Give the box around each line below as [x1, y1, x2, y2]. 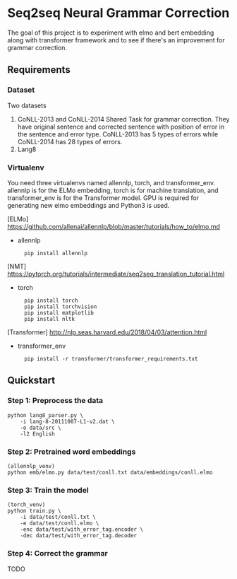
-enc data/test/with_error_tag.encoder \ [20, 526, 143, 533]
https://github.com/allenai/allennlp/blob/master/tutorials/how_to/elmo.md [7, 222, 221, 230]
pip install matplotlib [24, 309, 94, 316]
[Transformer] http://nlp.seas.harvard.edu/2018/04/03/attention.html [7, 327, 207, 337]
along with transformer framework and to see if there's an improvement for [7, 35, 225, 44]
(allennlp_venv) [7, 462, 55, 469]
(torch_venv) [7, 501, 46, 508]
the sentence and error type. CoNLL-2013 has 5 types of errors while [17, 129, 219, 139]
